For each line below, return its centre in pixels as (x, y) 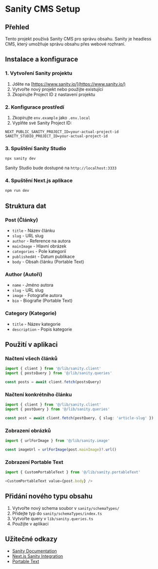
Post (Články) (21, 220)
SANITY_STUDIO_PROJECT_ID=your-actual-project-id (57, 136)
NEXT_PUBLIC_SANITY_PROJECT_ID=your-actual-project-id (62, 132)
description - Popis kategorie (42, 329)
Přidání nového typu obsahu (49, 496)
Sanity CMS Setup (43, 9)
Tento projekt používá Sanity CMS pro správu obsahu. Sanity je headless (78, 39)
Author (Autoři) (24, 274)
